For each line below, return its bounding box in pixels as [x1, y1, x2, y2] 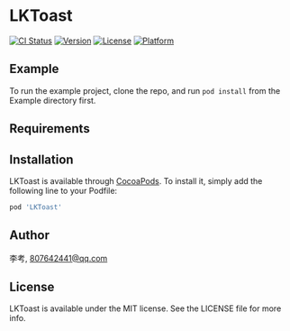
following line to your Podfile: [9, 185, 118, 196]
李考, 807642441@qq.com [9, 253, 108, 263]
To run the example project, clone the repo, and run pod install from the [9, 85, 281, 96]
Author [9, 227, 50, 244]
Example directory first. [9, 95, 96, 106]
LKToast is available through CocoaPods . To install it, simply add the [9, 175, 263, 186]
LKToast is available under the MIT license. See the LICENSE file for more [9, 303, 282, 314]
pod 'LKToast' [9, 202, 63, 212]
